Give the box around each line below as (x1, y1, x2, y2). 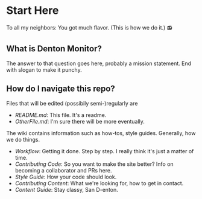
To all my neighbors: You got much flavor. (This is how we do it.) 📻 (6, 24, 173, 31)
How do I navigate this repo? (6, 84, 116, 94)
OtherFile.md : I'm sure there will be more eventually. (14, 118, 145, 125)
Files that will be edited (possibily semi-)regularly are (6, 99, 138, 107)
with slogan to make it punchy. (6, 66, 83, 73)
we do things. (6, 136, 40, 143)
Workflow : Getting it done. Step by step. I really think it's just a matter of (14, 147, 194, 154)
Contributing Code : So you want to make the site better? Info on (14, 160, 174, 168)
